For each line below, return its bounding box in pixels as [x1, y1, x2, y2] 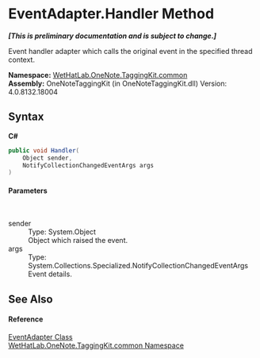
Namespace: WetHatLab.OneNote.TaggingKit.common [8, 70, 188, 79]
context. [8, 55, 36, 64]
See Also [8, 292, 53, 306]
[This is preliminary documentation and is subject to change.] [8, 31, 216, 40]
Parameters [8, 186, 48, 195]
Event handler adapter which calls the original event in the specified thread [8, 46, 253, 56]
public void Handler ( [8, 146, 80, 155]
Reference [8, 314, 44, 324]
